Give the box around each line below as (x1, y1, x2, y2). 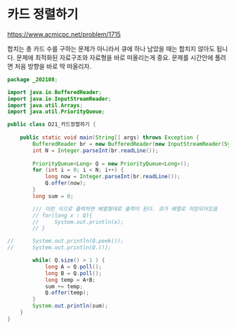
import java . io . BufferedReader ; (7, 88, 102, 95)
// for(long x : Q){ (32, 212, 93, 219)
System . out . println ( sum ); (32, 302, 109, 309)
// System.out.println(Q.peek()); (7, 238, 124, 245)
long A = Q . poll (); (44, 263, 102, 270)
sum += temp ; (44, 283, 83, 290)
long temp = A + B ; (44, 276, 96, 283)
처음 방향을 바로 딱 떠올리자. (14, 62, 92, 70)
